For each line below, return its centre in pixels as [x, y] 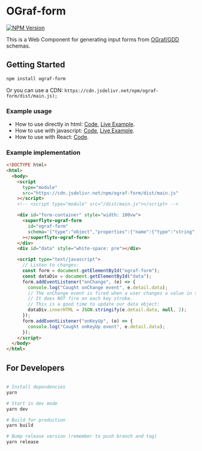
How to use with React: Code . [52, 137]
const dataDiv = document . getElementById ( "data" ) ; [87, 276]
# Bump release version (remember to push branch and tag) [82, 437]
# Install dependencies [36, 387]
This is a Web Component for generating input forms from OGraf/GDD [93, 39]
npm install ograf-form [36, 79]
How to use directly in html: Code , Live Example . [75, 124]
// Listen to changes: [50, 265]
